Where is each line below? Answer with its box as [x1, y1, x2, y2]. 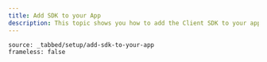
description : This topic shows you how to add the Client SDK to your [8, 19, 247, 27]
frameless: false [8, 48, 66, 56]
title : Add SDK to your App [8, 11, 102, 20]
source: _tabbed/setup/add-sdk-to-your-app [8, 41, 155, 48]
